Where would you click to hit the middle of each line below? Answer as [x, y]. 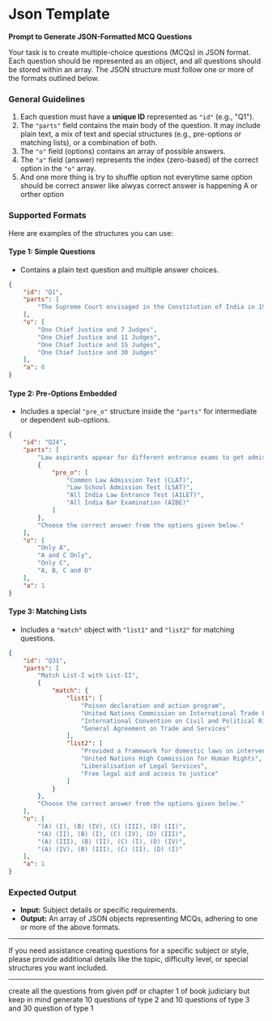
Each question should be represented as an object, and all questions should [135, 61]
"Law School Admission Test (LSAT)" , [130, 487]
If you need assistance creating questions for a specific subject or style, [129, 950]
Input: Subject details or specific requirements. [99, 910]
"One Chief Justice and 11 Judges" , [99, 337]
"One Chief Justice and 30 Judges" [98, 352]
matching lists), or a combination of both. [89, 143]
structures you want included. [58, 968]
